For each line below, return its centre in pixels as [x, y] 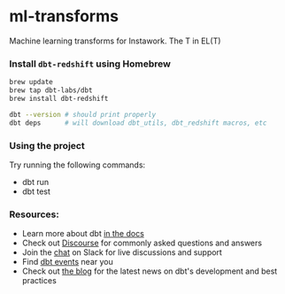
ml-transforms [64, 16]
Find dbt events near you [67, 262]
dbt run [35, 182]
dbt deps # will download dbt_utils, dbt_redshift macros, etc [138, 123]
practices [39, 281]
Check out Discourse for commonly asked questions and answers [142, 243]
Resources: [34, 214]
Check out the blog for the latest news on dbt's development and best [150, 271]
